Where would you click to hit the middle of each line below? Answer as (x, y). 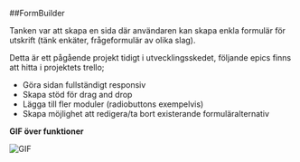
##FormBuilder (37, 13)
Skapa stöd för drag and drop (77, 95)
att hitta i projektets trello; (57, 67)
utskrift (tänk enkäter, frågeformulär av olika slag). (103, 40)
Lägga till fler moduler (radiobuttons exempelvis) (113, 104)
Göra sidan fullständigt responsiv (84, 85)
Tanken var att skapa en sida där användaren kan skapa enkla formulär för (148, 30)
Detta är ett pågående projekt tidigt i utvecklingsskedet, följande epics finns (150, 57)
